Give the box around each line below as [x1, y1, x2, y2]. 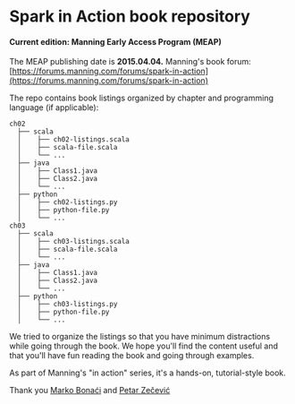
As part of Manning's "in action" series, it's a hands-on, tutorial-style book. [9, 367, 286, 378]
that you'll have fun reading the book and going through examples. [9, 350, 255, 361]
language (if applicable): [9, 102, 99, 113]
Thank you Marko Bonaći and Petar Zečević [9, 385, 171, 396]
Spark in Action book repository [9, 6, 250, 27]
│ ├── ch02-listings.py [17, 198, 118, 207]
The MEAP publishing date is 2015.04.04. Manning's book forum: [9, 56, 252, 67]
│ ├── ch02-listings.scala [17, 135, 130, 144]
